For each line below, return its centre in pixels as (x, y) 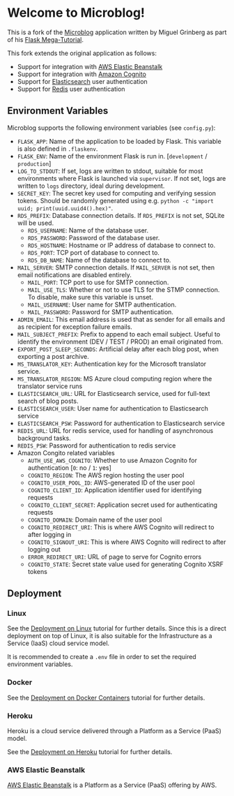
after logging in (49, 534)
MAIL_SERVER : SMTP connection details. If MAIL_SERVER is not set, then (116, 267)
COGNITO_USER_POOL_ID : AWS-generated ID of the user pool (111, 482)
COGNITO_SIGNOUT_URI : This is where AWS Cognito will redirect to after (127, 542)
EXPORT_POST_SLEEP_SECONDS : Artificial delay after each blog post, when (118, 349)
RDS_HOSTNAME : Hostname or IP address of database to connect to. (122, 245)
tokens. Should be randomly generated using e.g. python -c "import (115, 200)
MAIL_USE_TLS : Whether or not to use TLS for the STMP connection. (124, 289)
